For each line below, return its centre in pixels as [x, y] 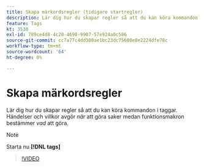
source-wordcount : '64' [37, 52]
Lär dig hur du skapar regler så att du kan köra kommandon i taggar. [92, 110]
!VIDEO [30, 158]
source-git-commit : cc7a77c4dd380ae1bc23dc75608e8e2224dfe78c [87, 40]
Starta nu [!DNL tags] [34, 147]
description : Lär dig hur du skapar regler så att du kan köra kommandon [102, 18]
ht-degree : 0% [24, 57]
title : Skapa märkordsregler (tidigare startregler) [75, 12]
